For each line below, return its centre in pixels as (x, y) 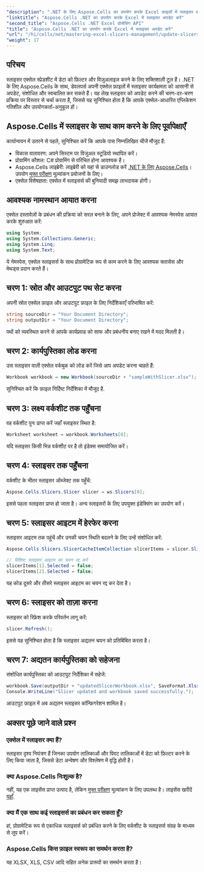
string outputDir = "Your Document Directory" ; (68, 320)
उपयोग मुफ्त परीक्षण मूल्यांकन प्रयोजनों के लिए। (59, 173)
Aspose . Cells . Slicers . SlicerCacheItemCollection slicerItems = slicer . (99, 549)
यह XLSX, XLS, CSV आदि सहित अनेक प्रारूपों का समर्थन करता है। (74, 862)
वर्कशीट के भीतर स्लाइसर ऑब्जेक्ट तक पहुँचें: (49, 480)
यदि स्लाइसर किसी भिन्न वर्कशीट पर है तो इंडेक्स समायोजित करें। (67, 446)
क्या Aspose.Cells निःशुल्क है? (44, 776)
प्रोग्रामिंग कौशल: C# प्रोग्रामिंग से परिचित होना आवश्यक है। (70, 160)
